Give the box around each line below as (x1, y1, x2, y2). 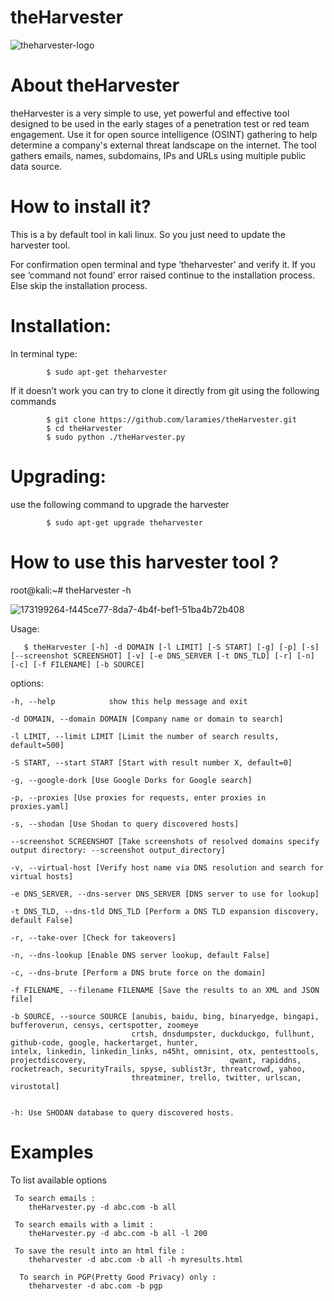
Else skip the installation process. (10, 279, 148, 291)
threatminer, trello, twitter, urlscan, (131, 1072, 302, 1083)
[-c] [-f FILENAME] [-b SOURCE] (10, 659, 145, 670)
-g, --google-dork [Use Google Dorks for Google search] (10, 775, 253, 785)
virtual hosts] (10, 871, 74, 881)
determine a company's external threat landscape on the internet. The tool (10, 139, 317, 151)
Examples (10, 1141, 94, 1163)
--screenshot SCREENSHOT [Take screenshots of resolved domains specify (10, 836, 320, 846)
